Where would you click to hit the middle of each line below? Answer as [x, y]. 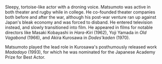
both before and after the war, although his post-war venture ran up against [81, 17]
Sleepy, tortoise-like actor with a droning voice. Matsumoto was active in [78, 7]
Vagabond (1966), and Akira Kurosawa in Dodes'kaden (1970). [68, 38]
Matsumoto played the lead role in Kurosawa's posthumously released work [81, 47]
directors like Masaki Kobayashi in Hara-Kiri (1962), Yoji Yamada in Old [76, 32]
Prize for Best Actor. [25, 57]
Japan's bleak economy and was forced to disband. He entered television [79, 22]
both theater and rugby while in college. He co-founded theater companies [80, 12]
